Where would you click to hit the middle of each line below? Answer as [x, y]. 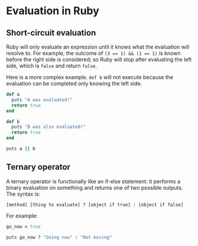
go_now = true [24, 226]
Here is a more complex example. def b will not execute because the [90, 77]
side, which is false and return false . [52, 66]
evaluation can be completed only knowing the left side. [74, 83]
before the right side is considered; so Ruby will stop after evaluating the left [99, 59]
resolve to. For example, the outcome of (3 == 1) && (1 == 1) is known [93, 53]
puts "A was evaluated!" [42, 100]
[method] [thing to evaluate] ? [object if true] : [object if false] [95, 205]
